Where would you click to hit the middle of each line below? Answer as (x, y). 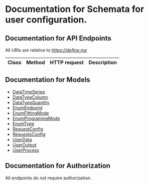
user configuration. (46, 20)
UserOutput (24, 145)
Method (36, 62)
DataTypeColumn (30, 97)
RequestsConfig (29, 134)
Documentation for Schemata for (75, 9)
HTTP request (67, 62)
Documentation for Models (48, 80)
